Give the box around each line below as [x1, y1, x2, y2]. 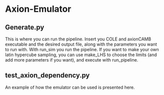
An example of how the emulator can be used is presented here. [5, 84, 135, 90]
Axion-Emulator [5, 3, 71, 15]
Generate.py [5, 23, 44, 32]
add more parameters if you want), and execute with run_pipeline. [5, 57, 138, 63]
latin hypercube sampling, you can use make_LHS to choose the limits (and [5, 52, 157, 58]
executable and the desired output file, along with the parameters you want [5, 41, 157, 47]
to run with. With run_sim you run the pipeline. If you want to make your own [5, 47, 160, 52]
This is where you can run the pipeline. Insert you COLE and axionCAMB [5, 36, 151, 42]
